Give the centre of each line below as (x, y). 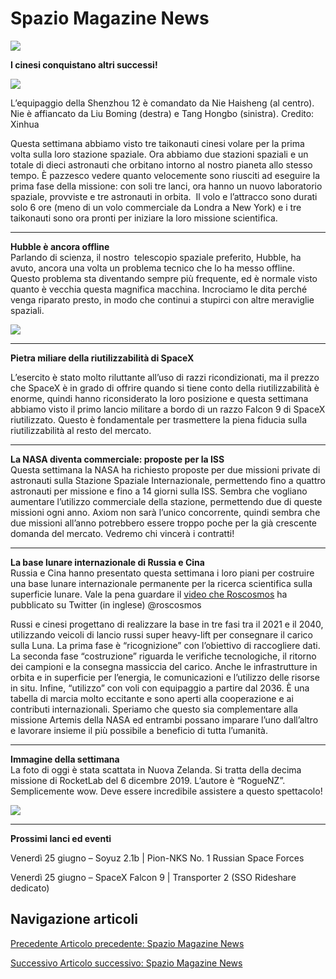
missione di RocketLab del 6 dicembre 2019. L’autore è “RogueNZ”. (148, 780)
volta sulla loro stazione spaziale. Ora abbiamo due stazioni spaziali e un (159, 154)
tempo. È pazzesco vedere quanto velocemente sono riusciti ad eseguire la (165, 175)
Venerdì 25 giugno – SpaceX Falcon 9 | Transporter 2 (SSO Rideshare (153, 877)
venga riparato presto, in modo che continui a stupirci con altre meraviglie (162, 299)
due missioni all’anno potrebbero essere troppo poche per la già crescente (164, 523)
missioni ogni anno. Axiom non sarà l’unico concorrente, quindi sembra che (165, 512)
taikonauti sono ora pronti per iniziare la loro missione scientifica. (144, 218)
